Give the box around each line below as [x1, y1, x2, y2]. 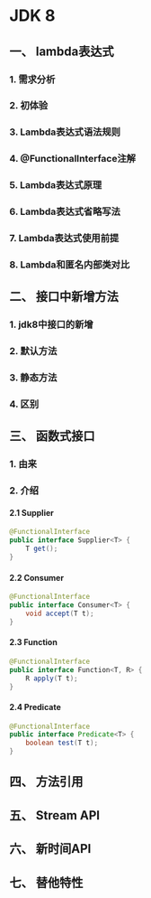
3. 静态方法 [9, 371, 58, 384]
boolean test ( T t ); [25, 738, 99, 748]
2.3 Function [9, 637, 58, 648]
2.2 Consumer [9, 572, 65, 583]
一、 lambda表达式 [9, 43, 114, 59]
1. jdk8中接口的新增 [9, 318, 93, 331]
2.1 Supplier [9, 507, 54, 518]
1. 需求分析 [9, 73, 56, 86]
